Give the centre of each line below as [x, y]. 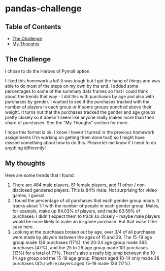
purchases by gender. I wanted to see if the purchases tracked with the [77, 102]
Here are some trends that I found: [40, 175]
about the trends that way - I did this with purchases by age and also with [80, 96]
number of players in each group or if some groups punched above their [78, 107]
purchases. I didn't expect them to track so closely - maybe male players [86, 216]
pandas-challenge [44, 9]
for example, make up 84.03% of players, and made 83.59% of [76, 211]
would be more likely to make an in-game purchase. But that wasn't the [84, 221]
